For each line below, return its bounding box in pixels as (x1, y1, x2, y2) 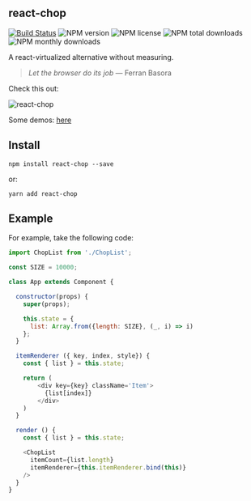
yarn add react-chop (8, 189, 79, 197)
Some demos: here (8, 115, 72, 125)
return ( (23, 374, 53, 383)
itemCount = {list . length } (29, 456, 114, 464)
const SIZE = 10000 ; (8, 263, 79, 272)
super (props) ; (23, 299, 70, 308)
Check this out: (8, 83, 59, 93)
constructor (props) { (15, 293, 89, 301)
